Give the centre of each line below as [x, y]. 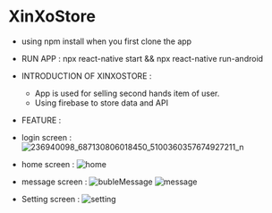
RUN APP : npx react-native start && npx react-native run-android [142, 58]
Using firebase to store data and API [102, 102]
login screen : [47, 137]
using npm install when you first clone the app [106, 41]
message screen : [54, 182]
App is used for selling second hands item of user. [127, 93]
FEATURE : [41, 120]
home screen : [48, 164]
